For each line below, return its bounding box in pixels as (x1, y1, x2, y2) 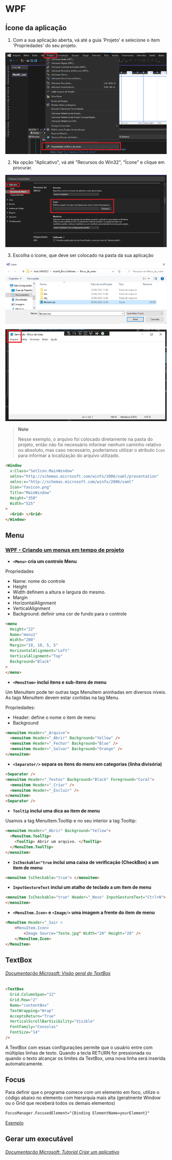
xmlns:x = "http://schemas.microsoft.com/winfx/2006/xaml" (10, 479, 134, 485)
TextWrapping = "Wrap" (10, 1008, 54, 1013)
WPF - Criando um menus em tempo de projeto (5, 546, 124, 554)
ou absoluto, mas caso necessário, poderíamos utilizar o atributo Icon (17, 447, 165, 453)
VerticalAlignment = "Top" (10, 653, 63, 659)
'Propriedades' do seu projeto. (12, 42, 77, 49)
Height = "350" (10, 495, 38, 500)
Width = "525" (10, 501, 36, 506)
